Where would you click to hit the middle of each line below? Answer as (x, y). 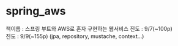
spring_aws (36, 11)
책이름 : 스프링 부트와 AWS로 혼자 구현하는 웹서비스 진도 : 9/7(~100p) (89, 28)
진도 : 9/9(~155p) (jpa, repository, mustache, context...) (75, 36)
